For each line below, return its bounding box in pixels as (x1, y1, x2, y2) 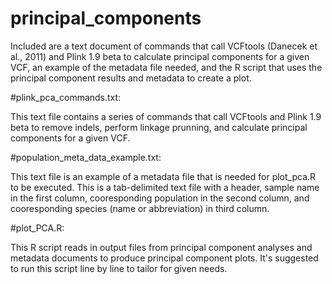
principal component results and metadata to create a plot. (10, 72, 252, 84)
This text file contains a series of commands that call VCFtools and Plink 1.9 (10, 110, 322, 122)
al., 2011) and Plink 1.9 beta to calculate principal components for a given (10, 50, 310, 62)
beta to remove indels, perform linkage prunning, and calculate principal (10, 121, 308, 133)
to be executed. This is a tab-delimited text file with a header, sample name (10, 181, 320, 193)
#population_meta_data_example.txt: (10, 151, 162, 163)
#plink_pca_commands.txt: (10, 91, 122, 103)
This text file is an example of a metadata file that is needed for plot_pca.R (10, 170, 317, 182)
